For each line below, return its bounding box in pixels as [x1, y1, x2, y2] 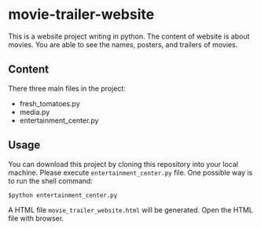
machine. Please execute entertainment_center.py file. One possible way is [8, 168, 253, 177]
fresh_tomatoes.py [19, 98, 80, 108]
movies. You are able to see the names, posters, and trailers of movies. [8, 39, 238, 49]
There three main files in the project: [8, 83, 126, 93]
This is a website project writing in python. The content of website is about [8, 31, 250, 41]
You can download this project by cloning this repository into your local [8, 159, 238, 168]
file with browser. [8, 213, 64, 223]
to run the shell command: [8, 175, 93, 186]
